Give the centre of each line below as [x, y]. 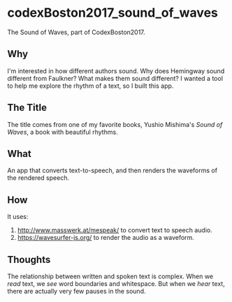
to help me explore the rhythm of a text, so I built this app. [90, 86]
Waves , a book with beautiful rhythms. [63, 132]
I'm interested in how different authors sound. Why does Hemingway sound [116, 70]
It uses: [18, 217]
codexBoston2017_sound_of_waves [113, 13]
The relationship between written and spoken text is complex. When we [110, 276]
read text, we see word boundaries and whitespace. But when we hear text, [116, 284]
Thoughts [29, 259]
